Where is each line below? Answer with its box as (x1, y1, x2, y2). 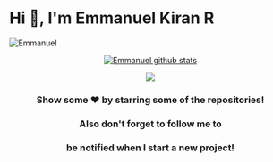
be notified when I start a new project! (65, 142, 235, 154)
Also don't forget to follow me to (79, 117, 222, 130)
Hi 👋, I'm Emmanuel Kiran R (9, 8, 215, 28)
